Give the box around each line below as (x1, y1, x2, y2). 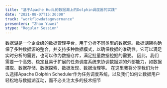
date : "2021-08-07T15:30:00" (5, 12, 66, 17)
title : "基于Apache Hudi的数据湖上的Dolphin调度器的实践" (5, 7, 117, 12)
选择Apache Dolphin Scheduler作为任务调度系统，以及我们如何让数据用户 (9, 71, 161, 77)
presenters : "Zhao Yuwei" (5, 21, 59, 26)
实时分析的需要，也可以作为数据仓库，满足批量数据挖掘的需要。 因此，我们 (5, 53, 159, 59)
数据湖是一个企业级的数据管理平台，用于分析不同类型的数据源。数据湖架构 (5, 40, 158, 46)
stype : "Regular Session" (5, 26, 59, 31)
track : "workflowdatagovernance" (5, 16, 75, 21)
